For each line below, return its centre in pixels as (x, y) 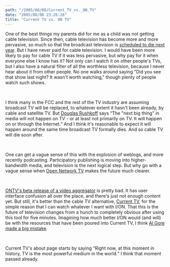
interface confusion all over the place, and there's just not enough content (83, 196)
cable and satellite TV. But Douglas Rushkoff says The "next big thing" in (82, 113)
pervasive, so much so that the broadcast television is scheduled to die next (85, 45)
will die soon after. (24, 135)
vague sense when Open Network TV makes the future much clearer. (78, 171)
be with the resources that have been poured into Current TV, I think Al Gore (85, 223)
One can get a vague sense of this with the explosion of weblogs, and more (84, 155)
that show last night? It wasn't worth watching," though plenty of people (81, 77)
